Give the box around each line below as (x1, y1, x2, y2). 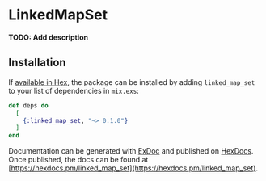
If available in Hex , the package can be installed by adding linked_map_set (8, 77, 255, 86)
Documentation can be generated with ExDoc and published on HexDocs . (8, 146, 254, 156)
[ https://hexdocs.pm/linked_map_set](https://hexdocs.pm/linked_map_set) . (8, 163, 259, 173)
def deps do (8, 101, 49, 110)
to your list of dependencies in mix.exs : (8, 86, 139, 95)
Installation (8, 56, 66, 69)
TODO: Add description (8, 32, 89, 42)
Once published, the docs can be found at (8, 155, 149, 165)
